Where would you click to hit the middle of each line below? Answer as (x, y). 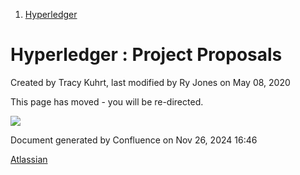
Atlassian (29, 159)
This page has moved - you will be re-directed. (107, 101)
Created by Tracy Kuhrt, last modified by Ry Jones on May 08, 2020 (150, 82)
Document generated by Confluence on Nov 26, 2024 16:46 (134, 140)
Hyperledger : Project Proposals (146, 55)
